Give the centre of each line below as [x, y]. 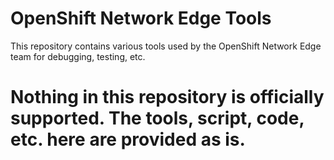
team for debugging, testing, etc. [78, 56]
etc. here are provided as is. [128, 139]
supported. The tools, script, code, [157, 118]
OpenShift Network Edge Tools [141, 18]
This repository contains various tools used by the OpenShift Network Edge [166, 46]
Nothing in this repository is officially [167, 97]
